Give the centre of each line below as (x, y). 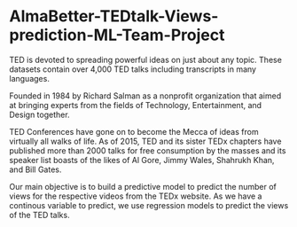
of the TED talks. (39, 215)
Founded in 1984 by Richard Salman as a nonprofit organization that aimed (145, 96)
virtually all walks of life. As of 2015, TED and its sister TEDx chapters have (145, 141)
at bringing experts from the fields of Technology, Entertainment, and (136, 105)
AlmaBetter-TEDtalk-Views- (114, 16)
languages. (30, 78)
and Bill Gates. (35, 169)
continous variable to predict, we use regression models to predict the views (149, 205)
